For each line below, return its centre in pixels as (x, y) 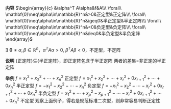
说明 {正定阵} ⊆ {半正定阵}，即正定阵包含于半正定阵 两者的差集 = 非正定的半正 (86, 61)
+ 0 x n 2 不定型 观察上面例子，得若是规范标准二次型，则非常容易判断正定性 (83, 101)
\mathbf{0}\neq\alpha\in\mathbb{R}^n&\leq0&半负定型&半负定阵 (73, 33)
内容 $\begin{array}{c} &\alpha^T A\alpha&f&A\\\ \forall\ (63, 8)
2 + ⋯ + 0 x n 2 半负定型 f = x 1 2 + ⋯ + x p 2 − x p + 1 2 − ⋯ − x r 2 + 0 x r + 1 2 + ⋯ (86, 93)
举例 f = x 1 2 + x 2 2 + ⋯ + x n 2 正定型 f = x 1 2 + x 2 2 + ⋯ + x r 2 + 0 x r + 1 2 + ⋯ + (83, 78)
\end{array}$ (19, 39)
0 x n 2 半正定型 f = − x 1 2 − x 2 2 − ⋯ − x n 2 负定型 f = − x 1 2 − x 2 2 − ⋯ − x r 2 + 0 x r (85, 86)
